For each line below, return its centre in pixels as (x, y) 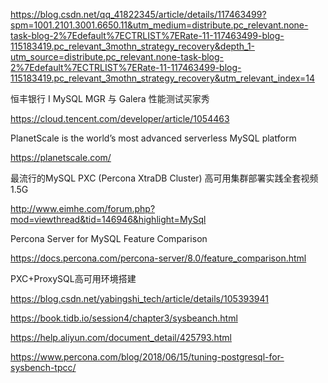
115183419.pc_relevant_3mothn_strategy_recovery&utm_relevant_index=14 (162, 78)
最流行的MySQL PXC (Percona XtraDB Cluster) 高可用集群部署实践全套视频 (164, 178)
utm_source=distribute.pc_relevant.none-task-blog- (117, 57)
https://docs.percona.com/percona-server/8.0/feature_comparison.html (158, 258)
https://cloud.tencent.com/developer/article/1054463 (120, 118)
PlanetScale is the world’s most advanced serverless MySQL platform (153, 138)
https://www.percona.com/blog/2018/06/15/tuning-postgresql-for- (147, 357)
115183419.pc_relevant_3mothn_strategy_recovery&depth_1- (133, 46)
